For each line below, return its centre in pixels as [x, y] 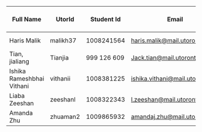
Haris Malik [25, 40]
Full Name [26, 19]
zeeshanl [63, 99]
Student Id [106, 19]
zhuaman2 [65, 117]
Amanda [21, 113]
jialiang [19, 61]
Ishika [17, 71]
